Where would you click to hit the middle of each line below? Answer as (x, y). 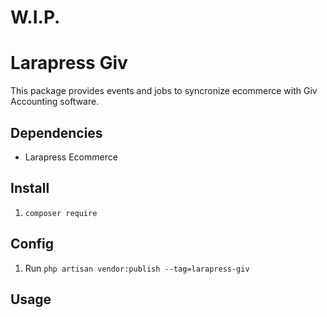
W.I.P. (35, 17)
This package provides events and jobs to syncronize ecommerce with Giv (164, 91)
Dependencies (56, 132)
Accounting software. (55, 102)
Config (32, 244)
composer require (61, 213)
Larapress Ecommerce (71, 157)
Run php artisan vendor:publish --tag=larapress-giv (137, 268)
